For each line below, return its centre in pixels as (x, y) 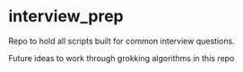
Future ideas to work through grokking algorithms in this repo (121, 58)
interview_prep (66, 16)
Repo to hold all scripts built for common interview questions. (121, 41)
